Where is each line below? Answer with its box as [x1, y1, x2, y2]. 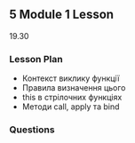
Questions [9, 123, 55, 136]
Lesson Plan [9, 52, 64, 65]
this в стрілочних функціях [21, 92, 123, 103]
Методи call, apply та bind [21, 101, 120, 112]
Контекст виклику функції [21, 73, 120, 83]
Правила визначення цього [21, 83, 126, 93]
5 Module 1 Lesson [9, 7, 114, 22]
